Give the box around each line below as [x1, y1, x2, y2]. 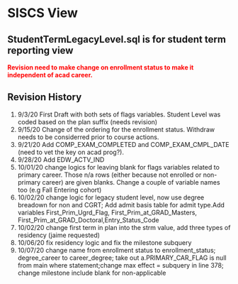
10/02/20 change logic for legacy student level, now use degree [17, 193, 205, 202]
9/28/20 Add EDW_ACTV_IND [17, 155, 105, 164]
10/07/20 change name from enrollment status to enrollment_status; [17, 246, 216, 254]
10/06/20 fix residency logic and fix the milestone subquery [17, 238, 192, 246]
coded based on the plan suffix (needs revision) [17, 117, 158, 126]
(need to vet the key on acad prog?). [17, 148, 124, 156]
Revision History [7, 91, 82, 104]
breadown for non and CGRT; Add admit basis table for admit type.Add [17, 200, 225, 209]
